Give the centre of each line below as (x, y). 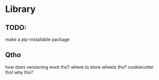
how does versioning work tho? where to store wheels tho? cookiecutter (79, 67)
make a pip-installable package (37, 39)
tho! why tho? (19, 72)
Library (20, 9)
